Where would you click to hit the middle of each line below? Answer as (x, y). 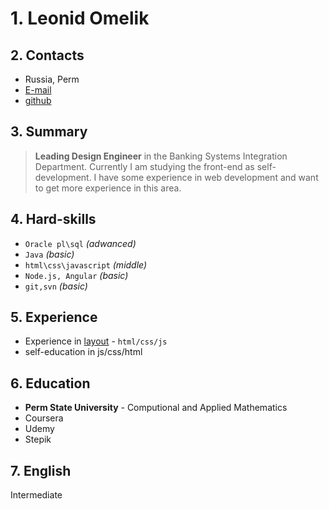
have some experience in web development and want (208, 177)
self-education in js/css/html (83, 352)
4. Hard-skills (53, 219)
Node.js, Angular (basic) (76, 275)
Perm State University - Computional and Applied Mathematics (156, 408)
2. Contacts (47, 55)
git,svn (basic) (56, 286)
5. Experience (54, 317)
